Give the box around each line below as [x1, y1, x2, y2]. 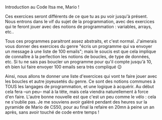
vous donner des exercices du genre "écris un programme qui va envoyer [5, 44, 152, 49]
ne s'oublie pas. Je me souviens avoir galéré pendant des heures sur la [5, 99, 147, 105]
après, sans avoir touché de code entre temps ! [5, 109, 99, 115]
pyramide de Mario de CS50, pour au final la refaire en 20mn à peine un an [5, 104, 155, 110]
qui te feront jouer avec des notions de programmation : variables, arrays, [5, 24, 152, 30]
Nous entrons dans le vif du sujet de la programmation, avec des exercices [5, 19, 155, 24]
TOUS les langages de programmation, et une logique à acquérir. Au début [5, 84, 154, 89]
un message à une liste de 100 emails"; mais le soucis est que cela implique [5, 48, 157, 54]
